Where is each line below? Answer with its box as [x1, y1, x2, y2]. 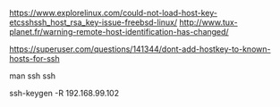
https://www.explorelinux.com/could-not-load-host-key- [9, 8, 217, 18]
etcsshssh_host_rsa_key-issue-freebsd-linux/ [9, 17, 178, 28]
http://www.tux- [179, 17, 239, 28]
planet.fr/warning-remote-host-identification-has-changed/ [9, 27, 230, 37]
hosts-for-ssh [9, 53, 60, 63]
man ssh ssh [9, 70, 56, 81]
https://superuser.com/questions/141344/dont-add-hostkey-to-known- [9, 44, 271, 54]
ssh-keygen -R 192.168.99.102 [9, 88, 119, 98]
